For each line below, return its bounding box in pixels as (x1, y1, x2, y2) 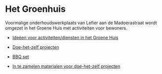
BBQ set (12, 53, 29, 60)
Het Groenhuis (5, 3, 66, 15)
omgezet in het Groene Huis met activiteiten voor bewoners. (5, 25, 127, 31)
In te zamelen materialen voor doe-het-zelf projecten (12, 63, 121, 69)
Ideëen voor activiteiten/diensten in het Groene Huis (12, 35, 119, 40)
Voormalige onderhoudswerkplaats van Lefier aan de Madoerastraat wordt (5, 20, 157, 26)
